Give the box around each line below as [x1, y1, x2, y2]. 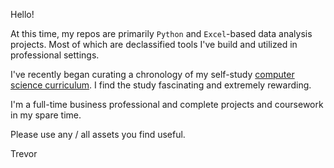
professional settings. [10, 49, 100, 61]
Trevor [10, 148, 38, 159]
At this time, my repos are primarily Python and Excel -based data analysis [10, 28, 313, 39]
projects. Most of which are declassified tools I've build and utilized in [10, 39, 298, 50]
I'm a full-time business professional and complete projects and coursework [10, 99, 324, 110]
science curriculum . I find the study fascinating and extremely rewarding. [10, 79, 312, 91]
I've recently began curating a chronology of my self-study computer [10, 69, 295, 80]
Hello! [10, 9, 35, 20]
